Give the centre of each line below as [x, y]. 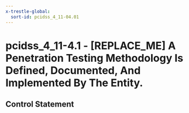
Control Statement [40, 105]
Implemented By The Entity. [74, 83]
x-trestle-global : [28, 11]
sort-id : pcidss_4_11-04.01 [45, 17]
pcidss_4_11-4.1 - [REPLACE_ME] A [91, 46]
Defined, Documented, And [73, 70]
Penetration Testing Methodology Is [94, 58]
